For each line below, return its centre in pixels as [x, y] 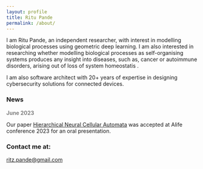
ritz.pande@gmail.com [35, 159]
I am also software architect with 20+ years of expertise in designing [92, 78]
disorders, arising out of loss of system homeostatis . [73, 66]
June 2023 [20, 113]
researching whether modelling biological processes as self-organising [95, 53]
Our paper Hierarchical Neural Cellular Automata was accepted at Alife [95, 124]
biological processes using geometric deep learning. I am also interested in [100, 46]
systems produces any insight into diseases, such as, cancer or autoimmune [102, 59]
